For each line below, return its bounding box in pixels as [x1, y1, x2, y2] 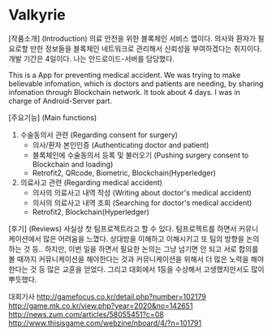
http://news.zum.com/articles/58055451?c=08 [8, 309, 164, 319]
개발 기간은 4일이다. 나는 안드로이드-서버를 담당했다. [8, 54, 175, 63]
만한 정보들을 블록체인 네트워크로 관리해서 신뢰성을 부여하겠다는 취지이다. [29, 43, 262, 54]
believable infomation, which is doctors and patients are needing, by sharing [8, 79, 264, 88]
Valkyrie [8, 6, 67, 24]
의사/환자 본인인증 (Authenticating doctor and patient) [32, 140, 209, 149]
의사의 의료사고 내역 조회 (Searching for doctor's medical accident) [32, 197, 253, 208]
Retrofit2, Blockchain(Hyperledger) [32, 207, 150, 217]
